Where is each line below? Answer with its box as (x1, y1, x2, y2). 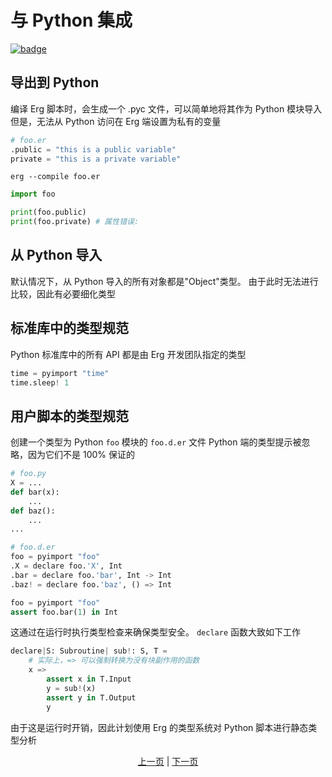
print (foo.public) (10, 207, 87, 218)
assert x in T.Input (46, 674, 132, 685)
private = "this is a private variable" (10, 154, 182, 164)
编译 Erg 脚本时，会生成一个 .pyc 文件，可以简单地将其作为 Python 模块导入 (10, 102, 323, 115)
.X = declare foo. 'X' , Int (10, 561, 123, 571)
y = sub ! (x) (46, 683, 97, 693)
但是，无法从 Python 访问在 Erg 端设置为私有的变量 (10, 115, 222, 127)
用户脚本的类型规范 (10, 407, 129, 425)
